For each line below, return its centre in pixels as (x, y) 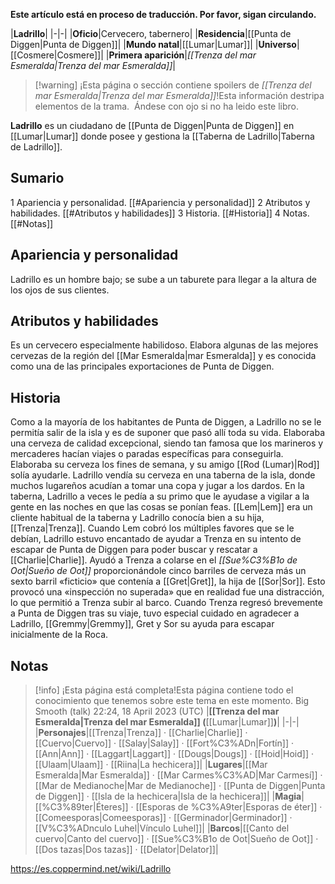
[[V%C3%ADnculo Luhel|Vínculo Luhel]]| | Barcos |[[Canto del (162, 828)
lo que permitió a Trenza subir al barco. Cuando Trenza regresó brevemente (166, 603)
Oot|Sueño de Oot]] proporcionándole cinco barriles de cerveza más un (158, 571)
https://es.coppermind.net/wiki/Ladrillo (91, 869)
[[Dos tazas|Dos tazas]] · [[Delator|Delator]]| (126, 850)
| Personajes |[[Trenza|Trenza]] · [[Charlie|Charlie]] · (141, 733)
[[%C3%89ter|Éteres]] (81, 807)
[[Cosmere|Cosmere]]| (57, 55)
